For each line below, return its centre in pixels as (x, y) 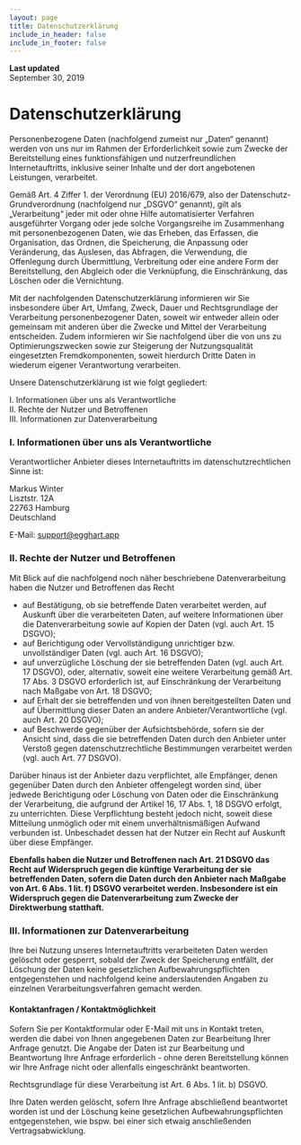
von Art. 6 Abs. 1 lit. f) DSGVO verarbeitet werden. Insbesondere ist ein (144, 888)
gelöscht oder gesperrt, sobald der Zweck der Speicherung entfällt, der (142, 960)
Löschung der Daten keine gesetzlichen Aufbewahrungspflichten (129, 970)
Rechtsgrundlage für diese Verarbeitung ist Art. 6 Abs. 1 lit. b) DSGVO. (138, 1085)
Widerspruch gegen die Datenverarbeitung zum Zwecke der (124, 898)
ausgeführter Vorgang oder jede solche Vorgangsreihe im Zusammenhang (147, 224)
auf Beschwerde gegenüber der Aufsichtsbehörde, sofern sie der (143, 729)
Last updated (35, 68)
